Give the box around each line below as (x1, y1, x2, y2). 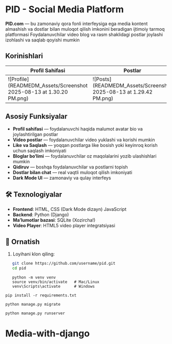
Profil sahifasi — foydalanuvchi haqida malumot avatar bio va (12, 125, 143, 132)
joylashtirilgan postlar (12, 131, 58, 137)
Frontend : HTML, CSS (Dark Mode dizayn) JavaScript (12, 206, 127, 212)
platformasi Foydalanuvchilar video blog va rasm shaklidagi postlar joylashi (5, 31, 163, 37)
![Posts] (92, 75, 112, 82)
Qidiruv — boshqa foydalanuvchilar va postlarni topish (12, 164, 128, 170)
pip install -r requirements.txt (5, 293, 77, 298)
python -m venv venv (12, 275, 56, 280)
